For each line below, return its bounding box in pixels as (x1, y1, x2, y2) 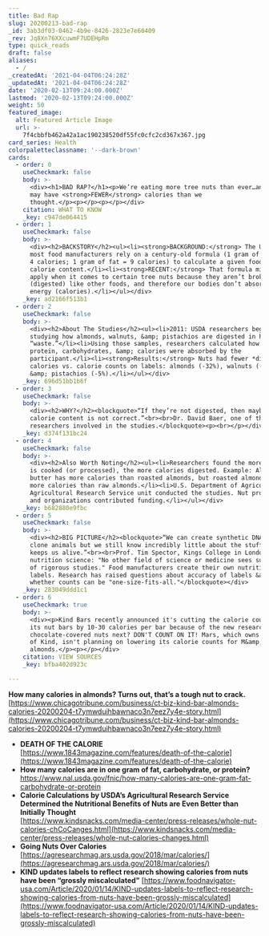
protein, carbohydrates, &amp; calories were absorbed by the (29, 347, 242, 355)
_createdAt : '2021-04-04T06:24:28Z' (8, 71, 130, 79)
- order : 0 (15, 161, 52, 169)
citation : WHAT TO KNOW (22, 205, 102, 213)
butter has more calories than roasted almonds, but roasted (29, 474, 239, 482)
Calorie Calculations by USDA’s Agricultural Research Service (19, 790, 230, 800)
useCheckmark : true (22, 601, 88, 609)
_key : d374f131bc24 (22, 429, 88, 437)
